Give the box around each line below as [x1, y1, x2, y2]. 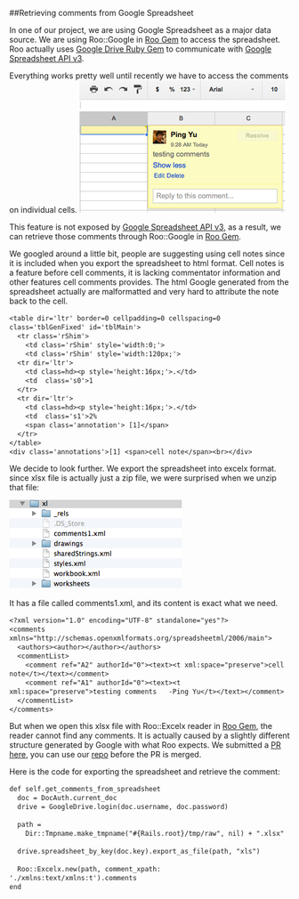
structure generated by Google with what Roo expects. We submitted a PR [9, 740, 282, 750]
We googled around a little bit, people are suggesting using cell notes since [9, 248, 286, 259]
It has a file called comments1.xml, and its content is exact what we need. [9, 598, 279, 608]
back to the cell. [9, 296, 69, 306]
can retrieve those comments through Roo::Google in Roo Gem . [9, 231, 242, 241]
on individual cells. [9, 205, 77, 215]
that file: [9, 482, 40, 492]
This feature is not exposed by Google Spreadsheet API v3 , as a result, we [9, 222, 282, 232]
